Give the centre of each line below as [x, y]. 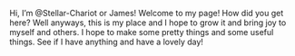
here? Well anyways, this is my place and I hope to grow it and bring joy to [148, 23]
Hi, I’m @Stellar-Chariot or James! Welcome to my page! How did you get [147, 13]
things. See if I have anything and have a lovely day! [107, 42]
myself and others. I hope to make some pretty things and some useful [142, 32]
